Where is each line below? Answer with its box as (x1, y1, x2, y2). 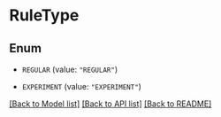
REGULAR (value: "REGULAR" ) (21, 64, 118, 74)
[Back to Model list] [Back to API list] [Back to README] (9, 98, 212, 109)
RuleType (9, 5, 80, 26)
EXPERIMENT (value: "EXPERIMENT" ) (21, 82, 141, 91)
